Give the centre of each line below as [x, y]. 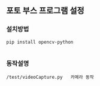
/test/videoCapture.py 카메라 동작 [50, 77]
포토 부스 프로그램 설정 [46, 11]
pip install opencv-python [40, 42]
